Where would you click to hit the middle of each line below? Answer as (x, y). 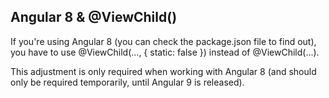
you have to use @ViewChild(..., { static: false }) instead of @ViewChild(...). (165, 52)
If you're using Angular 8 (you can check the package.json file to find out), (163, 41)
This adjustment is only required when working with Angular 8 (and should (163, 71)
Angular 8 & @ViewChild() (94, 17)
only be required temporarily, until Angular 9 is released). (127, 82)
